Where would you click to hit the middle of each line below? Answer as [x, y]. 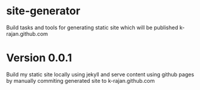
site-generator [43, 11]
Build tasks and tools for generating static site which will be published [92, 27]
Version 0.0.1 [39, 58]
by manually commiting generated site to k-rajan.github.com [81, 80]
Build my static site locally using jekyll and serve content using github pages [100, 74]
